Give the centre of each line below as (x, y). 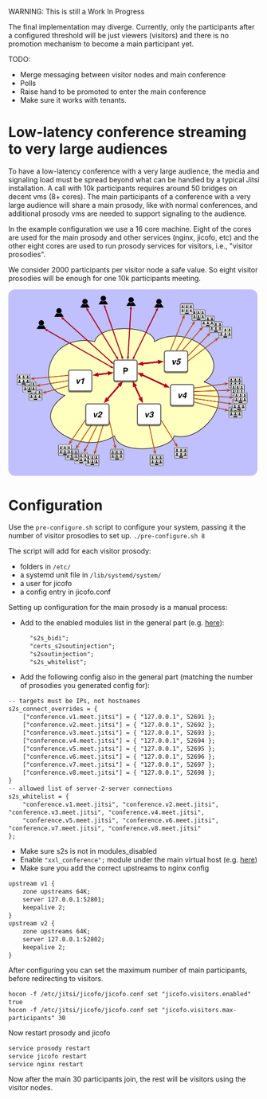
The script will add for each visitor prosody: (80, 551)
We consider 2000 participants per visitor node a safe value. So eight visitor (133, 269)
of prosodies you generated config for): (84, 686)
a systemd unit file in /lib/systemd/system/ (90, 575)
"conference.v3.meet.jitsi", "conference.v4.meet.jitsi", (106, 813)
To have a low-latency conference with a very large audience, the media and (134, 171)
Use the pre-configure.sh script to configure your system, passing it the (127, 527)
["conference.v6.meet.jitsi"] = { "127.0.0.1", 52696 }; (119, 757)
